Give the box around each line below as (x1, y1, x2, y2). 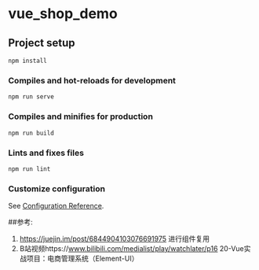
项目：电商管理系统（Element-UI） (26, 253, 139, 264)
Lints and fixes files (8, 147, 85, 158)
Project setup (8, 36, 76, 50)
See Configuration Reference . (8, 202, 104, 211)
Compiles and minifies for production (8, 111, 153, 122)
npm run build (8, 129, 55, 137)
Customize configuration (8, 183, 106, 194)
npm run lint (8, 165, 51, 173)
